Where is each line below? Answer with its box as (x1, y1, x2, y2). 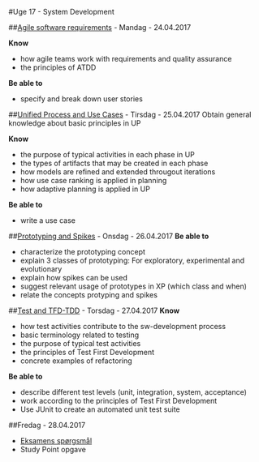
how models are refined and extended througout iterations (19, 167, 216, 177)
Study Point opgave (19, 445, 87, 454)
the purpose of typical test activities (19, 339, 141, 348)
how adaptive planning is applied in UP (19, 184, 150, 194)
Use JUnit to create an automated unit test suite (19, 404, 180, 414)
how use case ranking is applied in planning (19, 176, 167, 185)
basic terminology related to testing (19, 330, 140, 340)
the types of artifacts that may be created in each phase (19, 158, 209, 168)
